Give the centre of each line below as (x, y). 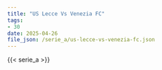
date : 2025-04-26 (33, 33)
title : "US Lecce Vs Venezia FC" (56, 14)
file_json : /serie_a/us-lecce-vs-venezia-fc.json (81, 40)
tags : (15, 20)
